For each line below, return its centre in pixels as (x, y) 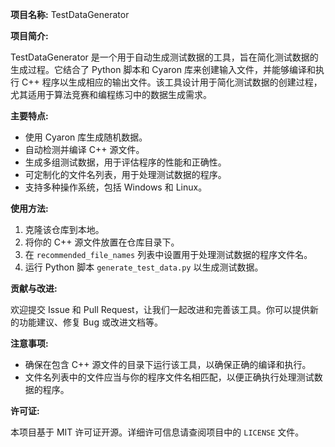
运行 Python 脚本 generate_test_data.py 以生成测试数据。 (144, 267)
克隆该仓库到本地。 (64, 229)
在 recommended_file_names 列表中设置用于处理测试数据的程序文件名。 (168, 254)
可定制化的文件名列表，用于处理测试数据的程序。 (125, 174)
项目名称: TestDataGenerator (70, 14)
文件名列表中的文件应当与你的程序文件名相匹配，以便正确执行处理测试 (169, 377)
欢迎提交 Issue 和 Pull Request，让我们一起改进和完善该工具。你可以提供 (160, 309)
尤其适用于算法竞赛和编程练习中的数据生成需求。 (111, 94)
